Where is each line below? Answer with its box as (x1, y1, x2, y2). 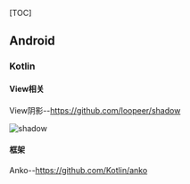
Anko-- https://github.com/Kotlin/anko (9, 164, 148, 175)
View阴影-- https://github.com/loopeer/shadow (9, 105, 181, 115)
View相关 (9, 83, 45, 94)
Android (9, 33, 55, 48)
